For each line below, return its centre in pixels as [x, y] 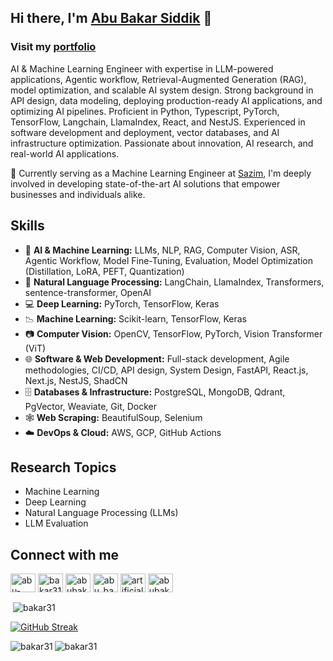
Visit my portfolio [53, 47]
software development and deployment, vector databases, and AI [145, 132]
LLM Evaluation [56, 523]
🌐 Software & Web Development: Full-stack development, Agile [157, 358]
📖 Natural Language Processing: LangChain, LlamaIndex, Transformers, [174, 282]
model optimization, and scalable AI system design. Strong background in [162, 90]
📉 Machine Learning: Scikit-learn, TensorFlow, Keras [135, 318]
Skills [27, 226]
